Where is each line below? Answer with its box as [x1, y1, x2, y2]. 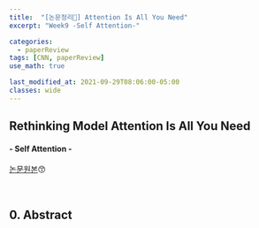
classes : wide [9, 86, 62, 95]
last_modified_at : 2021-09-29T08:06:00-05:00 [9, 78, 179, 87]
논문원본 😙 [9, 164, 47, 175]
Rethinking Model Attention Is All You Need [9, 118, 251, 133]
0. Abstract [9, 207, 72, 222]
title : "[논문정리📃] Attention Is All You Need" [9, 12, 188, 22]
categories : [9, 37, 53, 46]
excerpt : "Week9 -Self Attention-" [9, 21, 141, 30]
